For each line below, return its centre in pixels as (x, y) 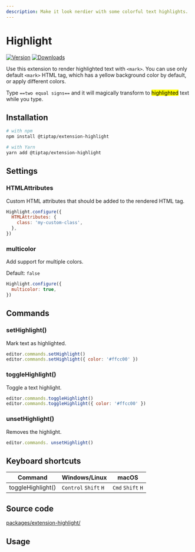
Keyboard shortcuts (44, 461)
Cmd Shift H (128, 488)
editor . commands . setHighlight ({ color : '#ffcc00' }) (72, 359)
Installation (27, 117)
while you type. (25, 99)
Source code (30, 509)
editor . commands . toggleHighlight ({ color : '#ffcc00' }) (76, 404)
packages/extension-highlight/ (43, 523)
